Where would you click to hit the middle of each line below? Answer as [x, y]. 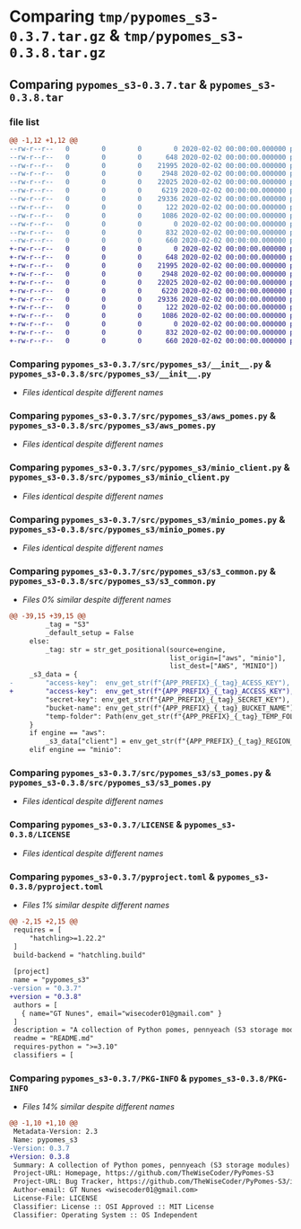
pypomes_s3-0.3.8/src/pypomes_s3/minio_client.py [120, 477]
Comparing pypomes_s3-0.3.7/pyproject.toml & [112, 876]
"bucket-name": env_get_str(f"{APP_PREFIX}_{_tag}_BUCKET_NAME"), [172, 708]
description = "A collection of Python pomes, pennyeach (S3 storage [146, 1030]
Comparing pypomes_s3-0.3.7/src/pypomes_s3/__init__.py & [140, 364]
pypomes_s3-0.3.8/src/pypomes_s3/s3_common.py [113, 581]
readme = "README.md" [53, 1039]
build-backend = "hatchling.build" [79, 955]
